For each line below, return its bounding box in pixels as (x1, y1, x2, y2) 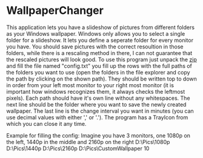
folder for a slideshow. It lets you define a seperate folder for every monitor (6, 36, 194, 44)
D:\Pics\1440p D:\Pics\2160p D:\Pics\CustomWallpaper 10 (6, 145, 150, 152)
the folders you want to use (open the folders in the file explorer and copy (6, 68, 190, 76)
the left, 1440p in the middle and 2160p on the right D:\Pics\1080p (6, 138, 170, 145)
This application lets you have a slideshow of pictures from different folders (6, 24, 195, 31)
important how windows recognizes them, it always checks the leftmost (6, 88, 185, 95)
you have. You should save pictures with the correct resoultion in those (6, 43, 184, 50)
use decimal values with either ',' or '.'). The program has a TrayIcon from (6, 113, 188, 121)
